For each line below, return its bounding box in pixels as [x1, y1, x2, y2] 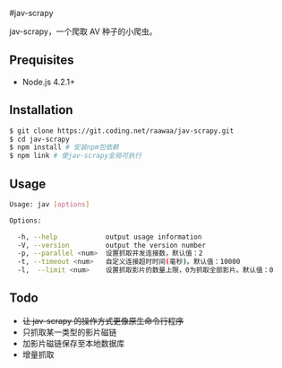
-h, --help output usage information [17, 232, 202, 241]
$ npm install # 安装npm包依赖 [9, 143, 119, 152]
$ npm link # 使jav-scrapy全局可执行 [9, 152, 142, 161]
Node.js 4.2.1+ [21, 76, 76, 87]
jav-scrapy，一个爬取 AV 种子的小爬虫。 [9, 26, 158, 37]
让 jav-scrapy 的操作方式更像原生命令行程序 [21, 315, 184, 326]
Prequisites [9, 53, 74, 68]
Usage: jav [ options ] [9, 199, 90, 209]
